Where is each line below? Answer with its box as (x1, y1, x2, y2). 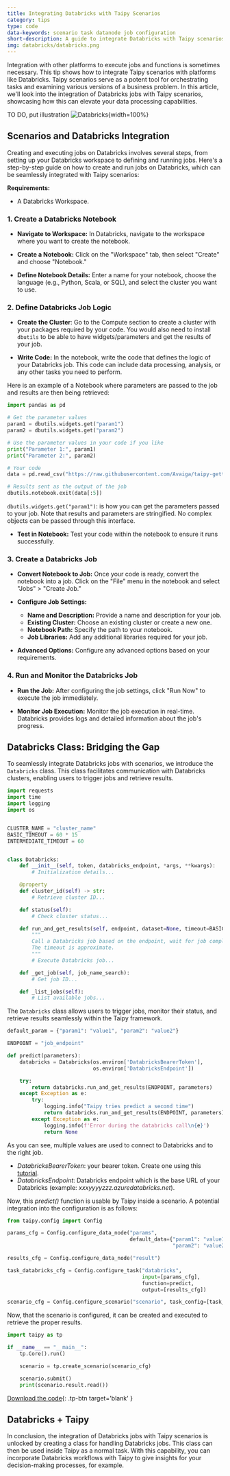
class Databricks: (7, 856, 60, 863)
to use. (16, 285, 37, 294)
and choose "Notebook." (16, 258, 87, 266)
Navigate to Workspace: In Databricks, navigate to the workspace (16, 230, 205, 238)
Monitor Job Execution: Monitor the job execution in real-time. (16, 707, 195, 715)
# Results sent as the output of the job (7, 483, 127, 491)
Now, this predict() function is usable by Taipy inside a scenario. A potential (7, 1197, 220, 1205)
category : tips (7, 16, 51, 23)
